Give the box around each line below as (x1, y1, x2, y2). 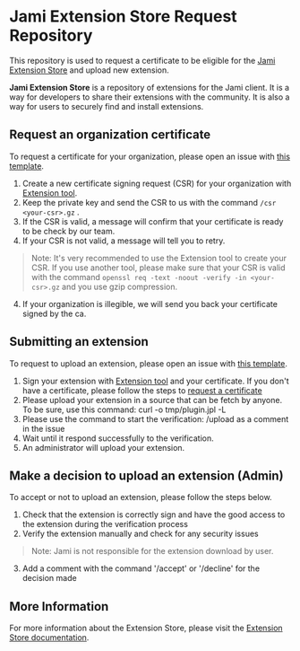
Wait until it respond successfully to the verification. (21, 433, 214, 444)
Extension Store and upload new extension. (9, 65, 170, 75)
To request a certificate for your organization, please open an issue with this (9, 151, 291, 162)
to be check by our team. (21, 225, 116, 236)
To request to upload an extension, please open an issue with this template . (9, 357, 288, 369)
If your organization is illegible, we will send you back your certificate (21, 298, 278, 309)
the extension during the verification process (21, 519, 188, 530)
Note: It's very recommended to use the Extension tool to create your (30, 252, 287, 263)
